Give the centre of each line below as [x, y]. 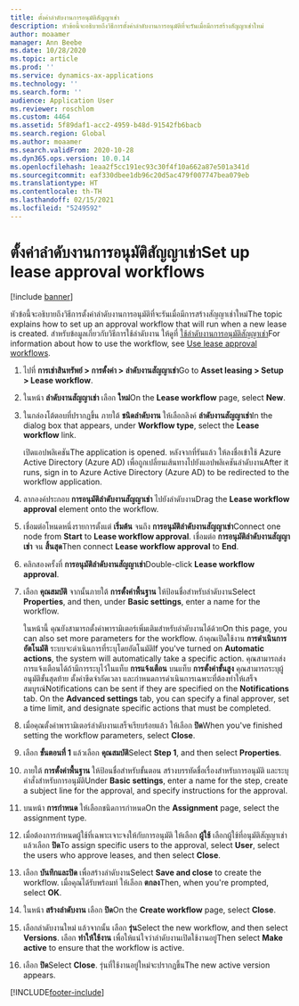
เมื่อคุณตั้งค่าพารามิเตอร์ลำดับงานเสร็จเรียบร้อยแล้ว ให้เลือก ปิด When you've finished [153, 725]
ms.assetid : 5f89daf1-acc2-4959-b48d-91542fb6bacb [106, 126]
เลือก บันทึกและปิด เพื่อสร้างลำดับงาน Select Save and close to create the [142, 872]
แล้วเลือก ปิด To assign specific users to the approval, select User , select [151, 845]
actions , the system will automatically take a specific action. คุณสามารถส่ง [154, 658]
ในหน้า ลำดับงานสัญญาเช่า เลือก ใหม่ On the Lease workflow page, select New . [154, 397]
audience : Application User [62, 100]
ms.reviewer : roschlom [52, 109]
